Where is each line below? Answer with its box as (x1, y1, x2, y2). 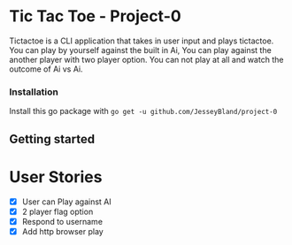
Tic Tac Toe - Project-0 (9, 6, 181, 27)
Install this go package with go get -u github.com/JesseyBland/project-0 (9, 106, 278, 117)
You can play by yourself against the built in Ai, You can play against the (9, 44, 272, 55)
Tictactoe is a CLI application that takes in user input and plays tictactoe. (9, 35, 274, 46)
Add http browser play (21, 226, 104, 236)
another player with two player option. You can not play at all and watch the (9, 54, 284, 65)
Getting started (9, 131, 96, 147)
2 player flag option (21, 206, 94, 217)
